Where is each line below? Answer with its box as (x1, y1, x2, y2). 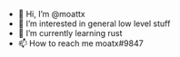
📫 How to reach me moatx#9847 (17, 38, 144, 49)
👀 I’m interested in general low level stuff (17, 18, 171, 29)
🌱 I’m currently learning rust (17, 28, 123, 38)
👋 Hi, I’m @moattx (17, 9, 85, 19)
